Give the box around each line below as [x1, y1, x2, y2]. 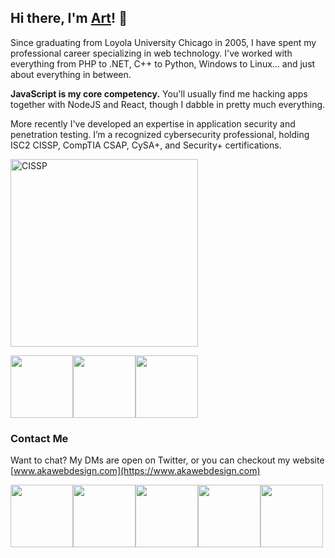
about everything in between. [10, 68, 132, 80]
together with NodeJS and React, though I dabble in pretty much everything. [10, 98, 326, 110]
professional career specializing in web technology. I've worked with [10, 47, 293, 59]
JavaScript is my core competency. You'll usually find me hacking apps [10, 87, 308, 100]
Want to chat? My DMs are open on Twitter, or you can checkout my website [10, 454, 325, 466]
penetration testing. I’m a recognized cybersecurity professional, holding [10, 128, 310, 140]
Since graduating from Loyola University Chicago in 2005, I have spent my [10, 36, 317, 48]
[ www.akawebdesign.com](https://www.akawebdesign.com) [10, 465, 261, 477]
